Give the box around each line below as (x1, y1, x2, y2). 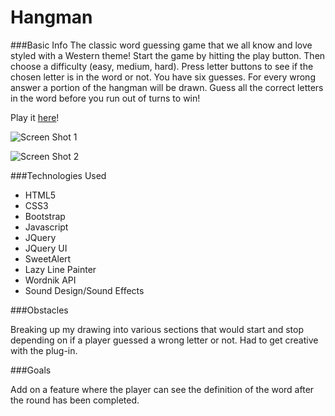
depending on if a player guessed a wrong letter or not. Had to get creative (10, 334, 319, 346)
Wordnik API (24, 274, 77, 286)
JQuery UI (24, 242, 68, 254)
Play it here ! (10, 111, 60, 123)
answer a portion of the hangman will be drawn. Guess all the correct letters (10, 81, 324, 93)
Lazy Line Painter (24, 263, 97, 275)
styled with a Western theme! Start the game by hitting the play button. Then (10, 49, 326, 61)
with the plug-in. (10, 344, 78, 356)
